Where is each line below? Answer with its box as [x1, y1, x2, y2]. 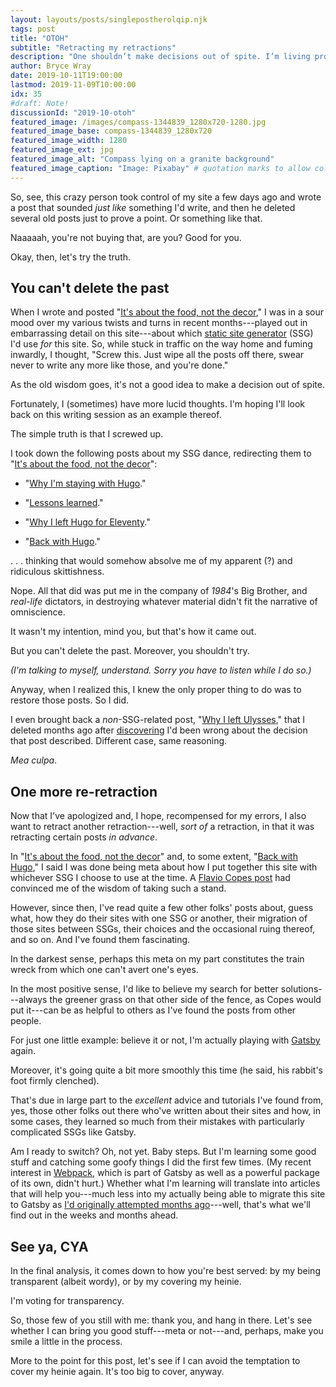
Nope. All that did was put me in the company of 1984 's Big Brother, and [10, 585, 308, 597]
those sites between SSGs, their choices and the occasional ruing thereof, [10, 923, 316, 935]
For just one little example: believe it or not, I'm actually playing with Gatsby [10, 1034, 321, 1046]
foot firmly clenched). [10, 1075, 100, 1087]
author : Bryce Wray [10, 61, 92, 71]
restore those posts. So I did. [10, 694, 130, 706]
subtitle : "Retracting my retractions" [10, 42, 177, 53]
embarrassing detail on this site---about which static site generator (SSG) [10, 327, 314, 340]
